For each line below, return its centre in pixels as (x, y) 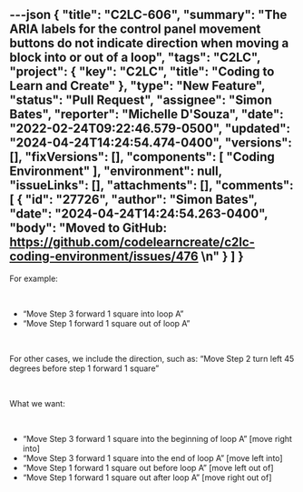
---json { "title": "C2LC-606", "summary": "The (148, 15)
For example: (34, 278)
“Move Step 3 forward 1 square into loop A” (103, 314)
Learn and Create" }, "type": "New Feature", (137, 86)
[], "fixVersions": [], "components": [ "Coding (142, 157)
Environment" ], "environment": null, (116, 171)
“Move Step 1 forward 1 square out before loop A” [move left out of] (148, 467)
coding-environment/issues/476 (104, 257)
